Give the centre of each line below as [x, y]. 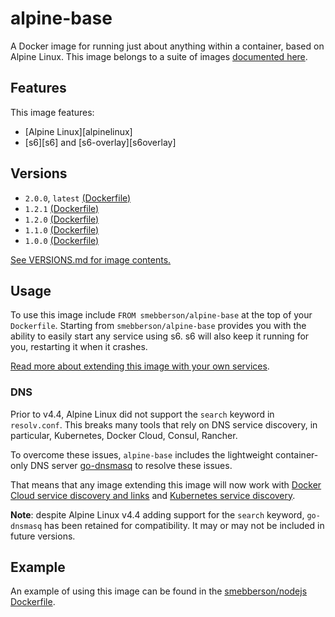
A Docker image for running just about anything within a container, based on [167, 46]
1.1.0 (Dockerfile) [62, 229]
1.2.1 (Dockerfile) [62, 208]
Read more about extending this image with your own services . [140, 366]
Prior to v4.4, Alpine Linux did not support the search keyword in [142, 414]
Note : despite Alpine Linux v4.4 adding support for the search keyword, [157, 514]
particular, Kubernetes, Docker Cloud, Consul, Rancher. [124, 435]
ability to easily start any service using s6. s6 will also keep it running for [160, 336]
